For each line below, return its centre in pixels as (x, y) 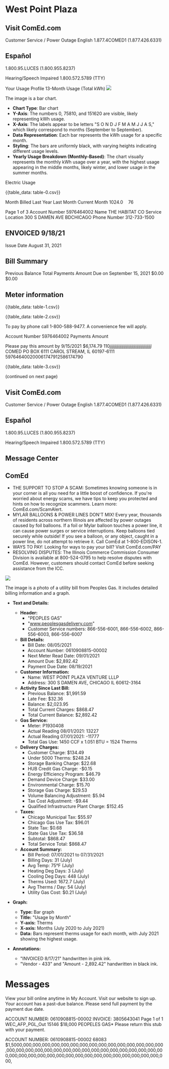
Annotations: (27, 949)
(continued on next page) (32, 377)
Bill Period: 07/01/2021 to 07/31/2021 (66, 855)
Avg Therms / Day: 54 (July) (57, 887)
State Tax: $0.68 (45, 828)
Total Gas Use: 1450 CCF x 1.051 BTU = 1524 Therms (82, 742)
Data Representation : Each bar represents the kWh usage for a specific (87, 135)
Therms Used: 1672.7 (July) (56, 882)
